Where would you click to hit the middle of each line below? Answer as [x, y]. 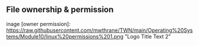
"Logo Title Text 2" [148, 36]
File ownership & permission [60, 10]
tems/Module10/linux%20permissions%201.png [65, 36]
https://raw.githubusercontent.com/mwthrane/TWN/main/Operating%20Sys [99, 30]
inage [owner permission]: [38, 24]
